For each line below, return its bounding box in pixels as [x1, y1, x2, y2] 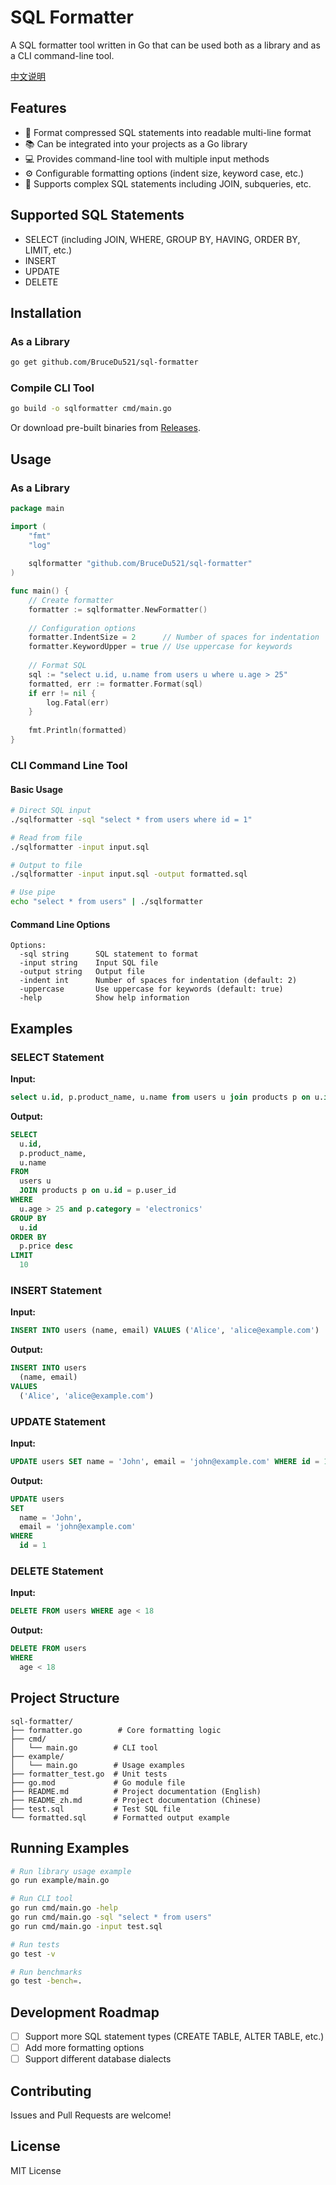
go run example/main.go [10, 1876, 110, 1886]
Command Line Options [10, 918, 111, 930]
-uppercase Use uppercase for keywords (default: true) [19, 984, 284, 995]
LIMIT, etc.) [24, 244, 73, 256]
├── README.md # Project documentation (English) [10, 1786, 262, 1796]
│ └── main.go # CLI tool [10, 1742, 159, 1753]
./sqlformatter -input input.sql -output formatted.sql [10, 869, 248, 880]
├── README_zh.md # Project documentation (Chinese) [10, 1795, 262, 1805]
